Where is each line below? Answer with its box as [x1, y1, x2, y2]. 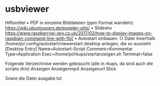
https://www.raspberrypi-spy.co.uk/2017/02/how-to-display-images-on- [5, 30, 153, 36]
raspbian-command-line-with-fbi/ [5, 35, 74, 41]
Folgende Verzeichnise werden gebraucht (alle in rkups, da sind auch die [5, 60, 154, 66]
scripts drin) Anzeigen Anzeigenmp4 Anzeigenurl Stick [5, 65, 117, 72]
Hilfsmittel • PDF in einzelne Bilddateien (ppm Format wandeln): [5, 20, 134, 26]
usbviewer [5, 3, 49, 15]
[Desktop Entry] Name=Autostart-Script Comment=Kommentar [5, 46, 133, 52]
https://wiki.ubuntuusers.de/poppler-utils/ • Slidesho [5, 25, 112, 30]
